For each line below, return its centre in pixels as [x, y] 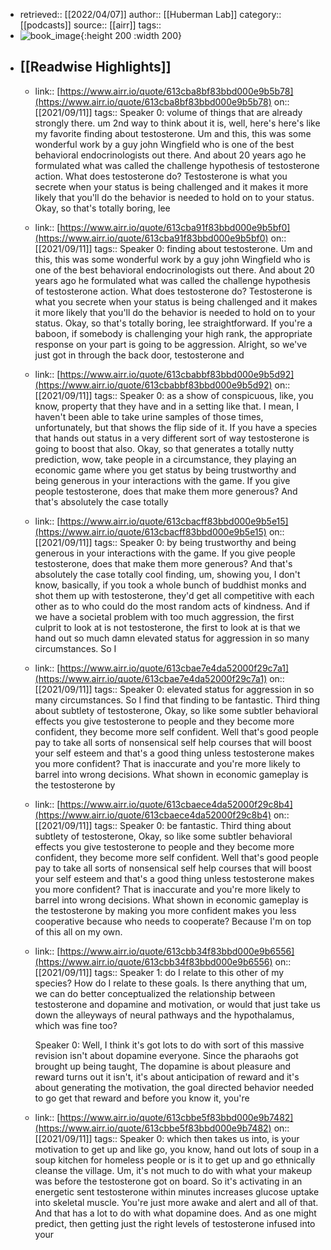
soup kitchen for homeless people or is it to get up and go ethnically [175, 1160]
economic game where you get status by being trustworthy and [165, 470]
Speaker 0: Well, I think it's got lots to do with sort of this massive [169, 1045]
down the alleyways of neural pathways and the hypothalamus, [164, 1015]
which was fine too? [76, 1025]
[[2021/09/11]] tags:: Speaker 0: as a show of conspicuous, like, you [174, 395]
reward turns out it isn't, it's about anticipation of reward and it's [167, 1076]
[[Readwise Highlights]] [95, 67]
